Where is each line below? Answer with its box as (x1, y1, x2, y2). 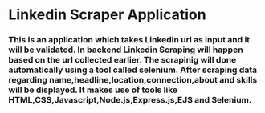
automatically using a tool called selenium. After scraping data (8, 64, 258, 75)
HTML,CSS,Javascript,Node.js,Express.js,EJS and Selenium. (8, 95, 252, 106)
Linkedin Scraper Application (8, 6, 206, 24)
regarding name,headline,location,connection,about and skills (8, 75, 258, 86)
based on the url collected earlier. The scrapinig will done (8, 54, 237, 66)
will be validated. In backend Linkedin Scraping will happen (8, 44, 243, 55)
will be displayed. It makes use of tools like (8, 84, 178, 95)
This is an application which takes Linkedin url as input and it (8, 34, 251, 46)
